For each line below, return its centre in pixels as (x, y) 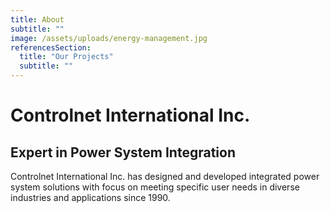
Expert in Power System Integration (123, 152)
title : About (37, 19)
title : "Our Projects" (66, 57)
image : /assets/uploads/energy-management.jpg (109, 38)
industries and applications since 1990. (90, 197)
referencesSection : (51, 47)
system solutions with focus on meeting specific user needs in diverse (155, 187)
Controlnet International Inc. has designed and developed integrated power (165, 176)
